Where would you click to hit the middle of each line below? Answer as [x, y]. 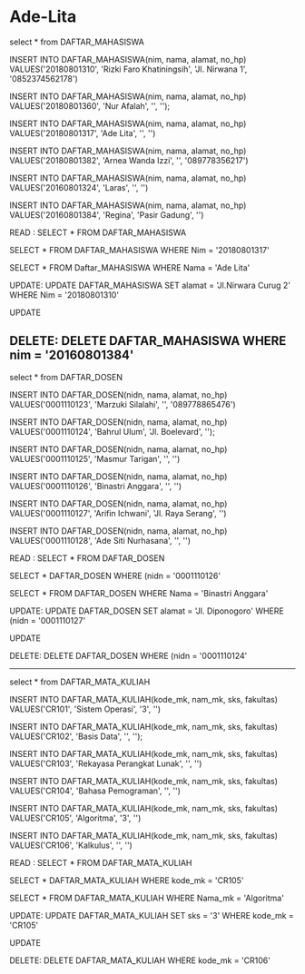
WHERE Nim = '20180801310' [64, 295]
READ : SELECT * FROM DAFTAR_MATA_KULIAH [101, 862]
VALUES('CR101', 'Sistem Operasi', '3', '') [85, 709]
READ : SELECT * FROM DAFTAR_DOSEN [87, 558]
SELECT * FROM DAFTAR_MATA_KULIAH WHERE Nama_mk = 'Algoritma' [147, 898]
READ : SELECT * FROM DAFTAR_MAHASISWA [98, 232]
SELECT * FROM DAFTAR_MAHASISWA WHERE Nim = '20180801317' [139, 250]
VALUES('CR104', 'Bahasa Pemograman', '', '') [95, 791]
